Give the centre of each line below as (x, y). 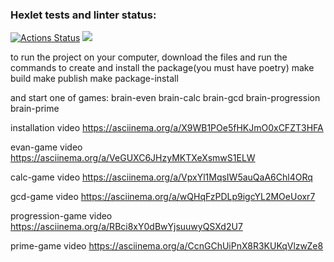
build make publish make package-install (94, 79)
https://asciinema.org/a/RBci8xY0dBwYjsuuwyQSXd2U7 (126, 227)
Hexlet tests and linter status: (83, 15)
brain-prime (35, 109)
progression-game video (61, 216)
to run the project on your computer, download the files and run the (149, 57)
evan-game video (46, 147)
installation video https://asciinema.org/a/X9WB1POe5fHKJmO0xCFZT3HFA (167, 128)
